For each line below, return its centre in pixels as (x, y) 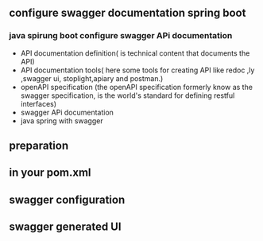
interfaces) (39, 103)
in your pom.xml (50, 173)
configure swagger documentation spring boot (128, 13)
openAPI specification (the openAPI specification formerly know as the (137, 87)
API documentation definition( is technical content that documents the (135, 53)
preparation (39, 146)
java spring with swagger (62, 120)
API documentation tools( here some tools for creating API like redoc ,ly (137, 70)
